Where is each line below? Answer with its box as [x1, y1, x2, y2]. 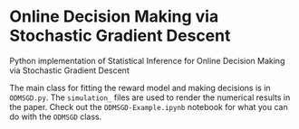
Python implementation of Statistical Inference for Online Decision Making [9, 55, 285, 66]
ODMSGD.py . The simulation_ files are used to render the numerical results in [9, 92, 291, 103]
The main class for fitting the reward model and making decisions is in [9, 82, 271, 93]
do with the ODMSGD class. [9, 111, 102, 122]
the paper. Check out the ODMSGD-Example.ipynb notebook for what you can [9, 101, 288, 112]
